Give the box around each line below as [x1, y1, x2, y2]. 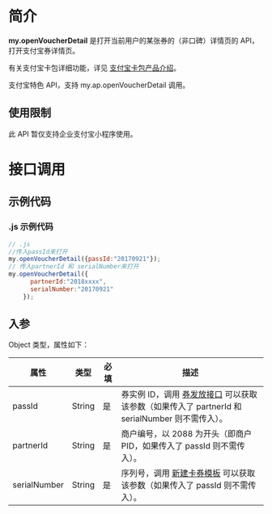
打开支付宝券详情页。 [8, 45, 79, 55]
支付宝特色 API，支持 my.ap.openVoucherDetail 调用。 [8, 80, 190, 90]
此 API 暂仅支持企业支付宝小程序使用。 [8, 128, 138, 138]
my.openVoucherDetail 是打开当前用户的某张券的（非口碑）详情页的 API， [8, 36, 259, 45]
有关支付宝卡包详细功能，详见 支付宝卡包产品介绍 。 [8, 62, 181, 73]
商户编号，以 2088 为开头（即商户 [121, 428, 253, 440]
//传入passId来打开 [8, 247, 68, 255]
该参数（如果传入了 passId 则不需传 [121, 480, 257, 491]
